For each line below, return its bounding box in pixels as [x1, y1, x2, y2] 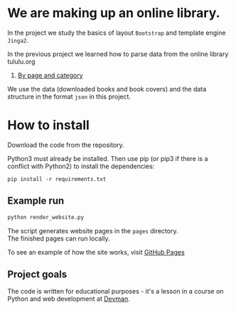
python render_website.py [7, 214, 84, 221]
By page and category [17, 71, 83, 79]
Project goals [7, 268, 68, 280]
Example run [7, 195, 65, 207]
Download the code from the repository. [7, 140, 124, 149]
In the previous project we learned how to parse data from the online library [7, 50, 229, 58]
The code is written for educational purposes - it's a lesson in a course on [7, 287, 224, 296]
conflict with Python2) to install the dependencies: [7, 162, 155, 170]
